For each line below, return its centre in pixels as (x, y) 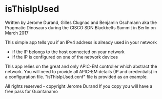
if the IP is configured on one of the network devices (65, 57)
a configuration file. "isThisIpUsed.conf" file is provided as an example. (76, 77)
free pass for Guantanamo (31, 91)
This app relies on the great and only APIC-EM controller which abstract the (81, 66)
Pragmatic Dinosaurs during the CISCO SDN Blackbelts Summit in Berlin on (81, 27)
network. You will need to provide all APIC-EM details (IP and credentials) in (81, 71)
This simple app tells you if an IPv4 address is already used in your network (81, 42)
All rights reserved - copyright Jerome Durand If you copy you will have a (79, 86)
